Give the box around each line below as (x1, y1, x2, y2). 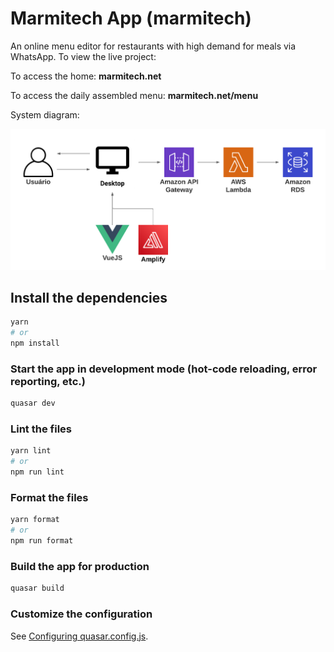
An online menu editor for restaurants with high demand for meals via (10, 40, 297, 52)
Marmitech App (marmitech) (10, 7, 252, 30)
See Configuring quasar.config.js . (10, 630, 149, 642)
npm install (10, 338, 60, 349)
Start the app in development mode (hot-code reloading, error (10, 362, 318, 376)
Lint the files (10, 422, 72, 436)
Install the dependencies (10, 289, 168, 306)
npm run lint (10, 467, 65, 477)
